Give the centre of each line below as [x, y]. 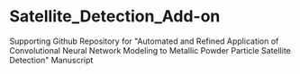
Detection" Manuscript [51, 60]
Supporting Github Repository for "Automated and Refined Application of [144, 41]
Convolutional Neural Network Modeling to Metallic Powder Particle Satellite [150, 50]
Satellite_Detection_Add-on [115, 16]
